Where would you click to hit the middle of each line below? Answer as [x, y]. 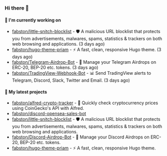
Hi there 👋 [17, 8]
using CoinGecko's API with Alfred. [48, 108]
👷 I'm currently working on [33, 20]
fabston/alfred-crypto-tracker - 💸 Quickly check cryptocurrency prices [85, 103]
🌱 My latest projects [26, 92]
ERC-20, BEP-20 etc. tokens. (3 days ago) [55, 68]
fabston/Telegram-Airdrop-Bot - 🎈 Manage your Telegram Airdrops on [84, 62]
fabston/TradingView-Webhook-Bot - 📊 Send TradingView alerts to [81, 73]
